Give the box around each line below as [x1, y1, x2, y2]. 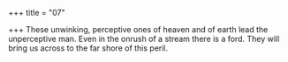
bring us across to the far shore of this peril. [8, 43, 169, 53]
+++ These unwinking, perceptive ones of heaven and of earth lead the [8, 24, 269, 34]
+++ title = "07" [8, 8, 65, 17]
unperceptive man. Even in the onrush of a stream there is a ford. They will [8, 34, 280, 44]
